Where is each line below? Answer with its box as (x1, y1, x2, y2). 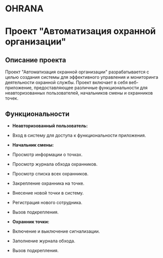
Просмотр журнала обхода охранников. (12, 161, 98, 167)
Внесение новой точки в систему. (12, 190, 84, 196)
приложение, (5, 85, 33, 91)
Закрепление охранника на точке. (12, 180, 85, 186)
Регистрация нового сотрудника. (12, 200, 82, 206)
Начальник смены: (12, 142, 54, 148)
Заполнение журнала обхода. (12, 238, 76, 244)
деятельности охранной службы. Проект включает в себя (5, 80, 128, 86)
